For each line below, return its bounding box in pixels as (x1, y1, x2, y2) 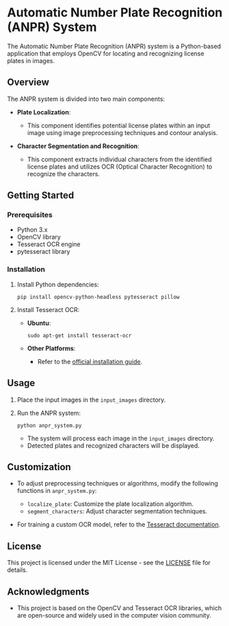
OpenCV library (16, 233, 62, 241)
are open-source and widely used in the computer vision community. (16, 611, 212, 619)
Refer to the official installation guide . (37, 357, 143, 365)
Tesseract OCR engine (16, 240, 81, 248)
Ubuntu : (27, 319, 51, 327)
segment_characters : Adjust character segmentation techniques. (27, 507, 208, 516)
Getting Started (7, 190, 75, 202)
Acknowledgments (7, 586, 90, 597)
